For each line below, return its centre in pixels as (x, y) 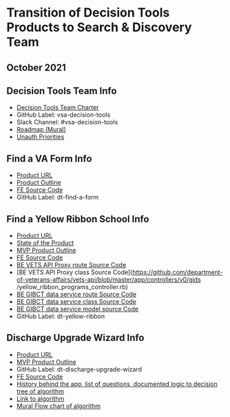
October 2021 (36, 67)
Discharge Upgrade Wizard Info (75, 338)
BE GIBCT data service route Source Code (76, 294)
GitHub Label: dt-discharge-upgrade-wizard (79, 369)
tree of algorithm (40, 391)
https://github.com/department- (178, 272)
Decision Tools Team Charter (57, 108)
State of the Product (45, 243)
